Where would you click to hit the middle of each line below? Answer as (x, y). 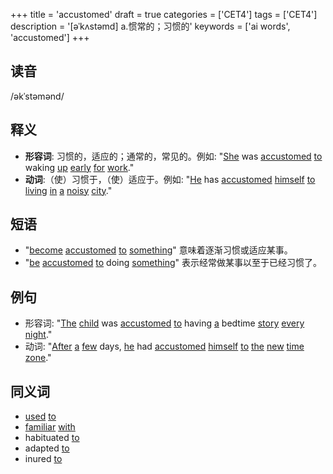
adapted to (47, 448)
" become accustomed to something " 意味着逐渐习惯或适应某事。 (158, 250)
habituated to (52, 438)
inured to (43, 459)
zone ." (38, 358)
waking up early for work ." (79, 167)
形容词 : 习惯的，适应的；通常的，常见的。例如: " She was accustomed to (173, 156)
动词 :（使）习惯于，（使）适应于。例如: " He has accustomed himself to (170, 179)
